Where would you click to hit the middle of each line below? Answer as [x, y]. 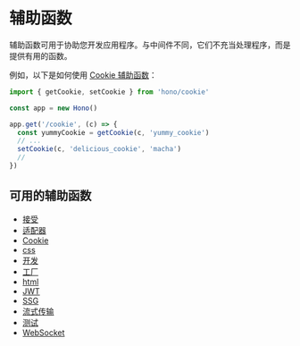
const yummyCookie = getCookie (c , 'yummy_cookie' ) [113, 132]
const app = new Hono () [54, 108]
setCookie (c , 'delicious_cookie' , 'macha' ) [99, 149]
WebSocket [43, 333]
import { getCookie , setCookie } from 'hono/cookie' [109, 92]
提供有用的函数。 [41, 55]
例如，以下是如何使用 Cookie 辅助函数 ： [83, 75]
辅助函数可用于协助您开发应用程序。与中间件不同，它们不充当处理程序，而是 [150, 45]
